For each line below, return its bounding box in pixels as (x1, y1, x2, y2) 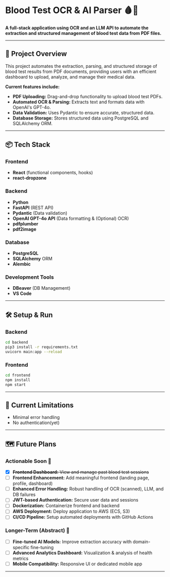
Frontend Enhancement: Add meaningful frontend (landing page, (12, 475, 149, 481)
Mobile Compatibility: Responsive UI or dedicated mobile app (12, 561, 143, 567)
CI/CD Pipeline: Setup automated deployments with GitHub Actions (12, 514, 153, 520)
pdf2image (12, 226, 36, 232)
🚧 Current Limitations (5, 401, 74, 409)
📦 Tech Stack (5, 140, 51, 149)
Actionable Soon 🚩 (5, 457, 52, 465)
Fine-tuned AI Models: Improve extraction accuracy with (12, 538, 132, 545)
